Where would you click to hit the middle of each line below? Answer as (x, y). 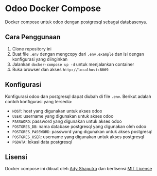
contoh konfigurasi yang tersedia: (39, 101)
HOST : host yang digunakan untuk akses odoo (57, 111)
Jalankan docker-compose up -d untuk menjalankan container (73, 64)
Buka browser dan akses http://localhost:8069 (60, 69)
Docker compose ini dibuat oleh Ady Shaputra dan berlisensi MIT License (78, 169)
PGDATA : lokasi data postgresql (42, 142)
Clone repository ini (32, 48)
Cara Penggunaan (33, 37)
